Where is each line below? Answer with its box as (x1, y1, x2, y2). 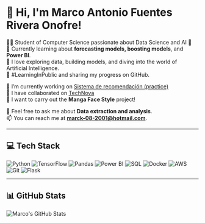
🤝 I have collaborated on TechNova (6, 89, 95, 96)
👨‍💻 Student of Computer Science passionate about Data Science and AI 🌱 (6, 38, 192, 46)
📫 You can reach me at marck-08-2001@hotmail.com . (6, 114, 148, 121)
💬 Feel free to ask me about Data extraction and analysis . (6, 107, 153, 115)
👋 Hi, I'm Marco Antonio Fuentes (6, 5, 173, 19)
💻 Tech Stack (6, 141, 60, 151)
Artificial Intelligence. (6, 64, 60, 72)
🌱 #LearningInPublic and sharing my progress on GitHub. (6, 71, 150, 78)
